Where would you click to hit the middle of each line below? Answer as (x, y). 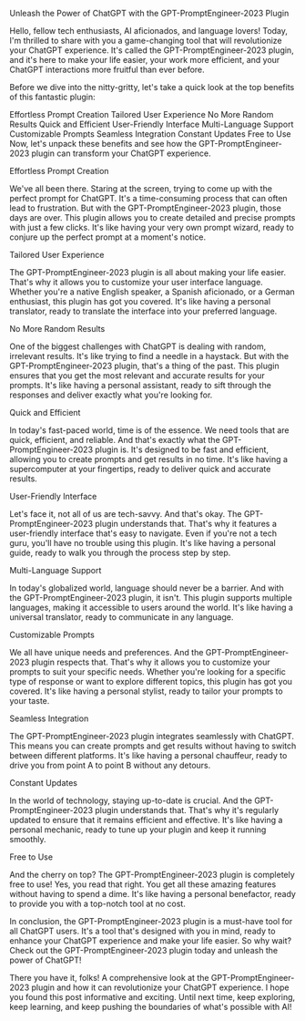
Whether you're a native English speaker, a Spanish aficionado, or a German (152, 292)
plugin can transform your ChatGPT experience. (121, 153)
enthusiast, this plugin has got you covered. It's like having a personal (140, 301)
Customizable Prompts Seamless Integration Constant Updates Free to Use (150, 134)
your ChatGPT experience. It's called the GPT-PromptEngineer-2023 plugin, (152, 50)
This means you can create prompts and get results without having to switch (153, 746)
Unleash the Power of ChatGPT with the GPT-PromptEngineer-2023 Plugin (149, 13)
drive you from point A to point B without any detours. (110, 765)
